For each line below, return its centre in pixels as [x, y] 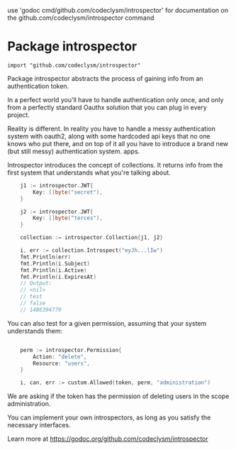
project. [19, 115]
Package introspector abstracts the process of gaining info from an [105, 78]
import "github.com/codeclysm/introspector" [74, 65]
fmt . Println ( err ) [46, 257]
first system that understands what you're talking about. [89, 172]
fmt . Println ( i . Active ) [54, 270]
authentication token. [38, 86]
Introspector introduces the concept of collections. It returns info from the [115, 165]
